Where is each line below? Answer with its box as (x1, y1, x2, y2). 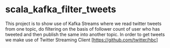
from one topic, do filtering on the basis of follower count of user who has (5, 26, 160, 32)
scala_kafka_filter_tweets (5, 4, 116, 15)
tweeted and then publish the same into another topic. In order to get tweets (5, 31, 165, 37)
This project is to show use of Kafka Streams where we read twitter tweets (5, 20, 162, 27)
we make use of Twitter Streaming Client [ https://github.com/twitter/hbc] (5, 37, 158, 43)
